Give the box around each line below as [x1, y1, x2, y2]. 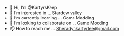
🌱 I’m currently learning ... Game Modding [9, 15, 94, 20]
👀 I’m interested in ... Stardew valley [9, 10, 82, 16]
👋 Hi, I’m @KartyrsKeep [9, 5, 57, 10]
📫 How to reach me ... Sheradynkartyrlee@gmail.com [9, 26, 119, 31]
